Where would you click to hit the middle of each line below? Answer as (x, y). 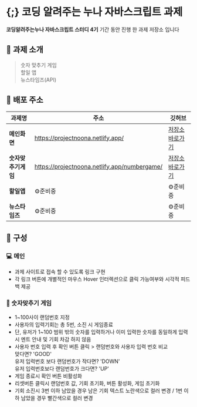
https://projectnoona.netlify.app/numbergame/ (98, 166)
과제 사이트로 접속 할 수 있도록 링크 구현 (60, 272)
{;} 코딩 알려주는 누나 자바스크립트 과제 (94, 12)
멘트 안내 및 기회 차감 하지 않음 (56, 339)
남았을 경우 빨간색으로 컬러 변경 (57, 398)
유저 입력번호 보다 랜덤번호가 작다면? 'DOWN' (67, 361)
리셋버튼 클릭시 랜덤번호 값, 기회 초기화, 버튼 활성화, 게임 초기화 (87, 383)
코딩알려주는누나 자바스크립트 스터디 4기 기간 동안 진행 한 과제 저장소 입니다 (93, 29)
